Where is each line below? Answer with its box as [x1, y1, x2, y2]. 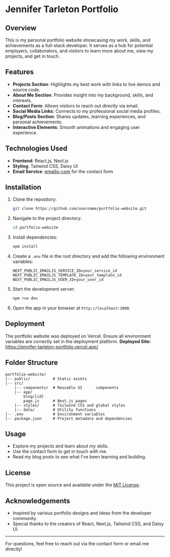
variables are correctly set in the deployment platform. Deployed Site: [5, 338, 151, 344]
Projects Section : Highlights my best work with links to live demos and [12, 81, 160, 87]
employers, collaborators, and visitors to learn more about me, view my [5, 48, 153, 54]
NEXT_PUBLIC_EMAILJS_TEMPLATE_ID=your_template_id [12, 273, 122, 278]
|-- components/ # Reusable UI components [14, 385, 119, 390]
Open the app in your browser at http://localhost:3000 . [12, 305, 131, 311]
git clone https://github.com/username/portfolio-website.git [12, 206, 147, 211]
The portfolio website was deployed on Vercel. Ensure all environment [5, 333, 151, 339]
